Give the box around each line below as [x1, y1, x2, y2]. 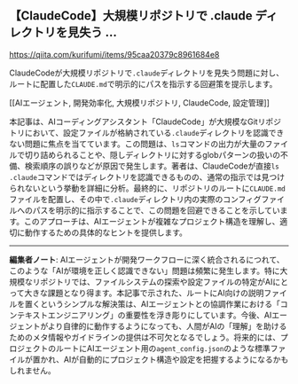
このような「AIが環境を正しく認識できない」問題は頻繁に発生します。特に [9, 265, 281, 276]
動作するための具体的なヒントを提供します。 [24, 227, 188, 238]
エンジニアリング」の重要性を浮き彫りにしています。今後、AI [47, 310, 272, 320]
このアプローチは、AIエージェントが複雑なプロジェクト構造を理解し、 [23, 216, 280, 226]
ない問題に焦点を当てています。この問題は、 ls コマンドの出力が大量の [9, 138, 265, 149]
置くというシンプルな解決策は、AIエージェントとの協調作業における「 [24, 298, 281, 309]
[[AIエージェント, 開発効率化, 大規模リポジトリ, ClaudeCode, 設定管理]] [9, 97, 271, 108]
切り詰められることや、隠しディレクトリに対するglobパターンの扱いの [24, 149, 281, 160]
